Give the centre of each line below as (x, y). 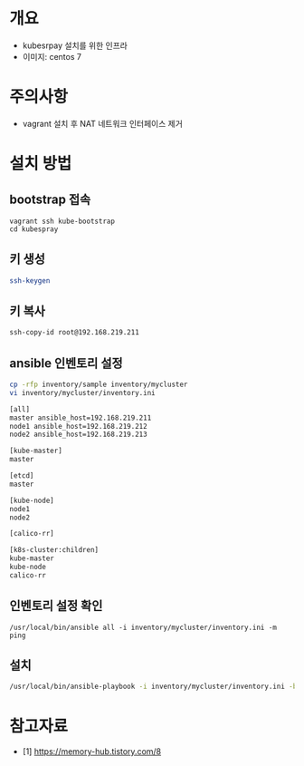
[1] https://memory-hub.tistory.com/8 (92, 751)
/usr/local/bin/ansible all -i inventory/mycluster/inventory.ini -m (143, 627)
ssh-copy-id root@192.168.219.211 (75, 333)
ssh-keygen (30, 281)
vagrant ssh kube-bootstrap (62, 221)
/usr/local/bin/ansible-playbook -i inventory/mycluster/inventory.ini (147, 687)
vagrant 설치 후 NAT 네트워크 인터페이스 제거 (103, 123)
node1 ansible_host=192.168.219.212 (78, 426)
